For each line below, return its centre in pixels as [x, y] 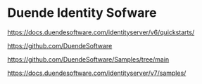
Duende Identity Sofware [82, 13]
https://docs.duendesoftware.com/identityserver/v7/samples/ [97, 73]
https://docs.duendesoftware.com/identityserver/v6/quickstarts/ [101, 32]
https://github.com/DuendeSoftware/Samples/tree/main [88, 59]
